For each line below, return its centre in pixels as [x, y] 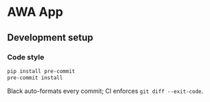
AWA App [35, 12]
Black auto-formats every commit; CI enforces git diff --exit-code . [105, 91]
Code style [26, 57]
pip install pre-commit [41, 71]
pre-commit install [35, 78]
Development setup [50, 38]
